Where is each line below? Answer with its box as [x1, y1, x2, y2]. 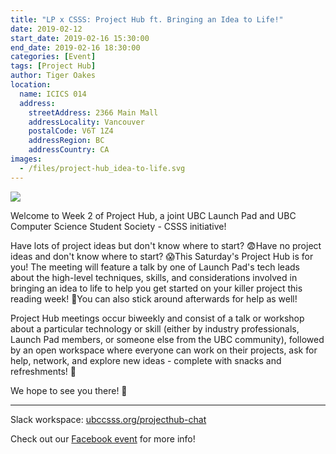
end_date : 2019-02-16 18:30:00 [10, 42, 141, 53]
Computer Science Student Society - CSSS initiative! [10, 220, 227, 232]
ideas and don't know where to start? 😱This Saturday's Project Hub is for [10, 250, 314, 262]
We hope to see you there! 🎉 [10, 384, 128, 396]
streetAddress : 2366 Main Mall [28, 107, 159, 118]
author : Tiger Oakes [10, 71, 97, 81]
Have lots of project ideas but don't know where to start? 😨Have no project [10, 239, 322, 251]
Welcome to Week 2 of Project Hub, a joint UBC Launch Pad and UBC [10, 209, 297, 221]
